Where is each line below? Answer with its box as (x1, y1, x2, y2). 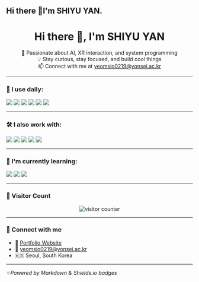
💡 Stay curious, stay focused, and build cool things (37, 56, 162, 63)
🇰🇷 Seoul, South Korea (14, 252, 73, 259)
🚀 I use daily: (6, 85, 44, 94)
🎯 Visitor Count (6, 192, 51, 200)
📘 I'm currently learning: (6, 157, 78, 165)
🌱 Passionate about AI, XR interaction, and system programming (21, 49, 178, 56)
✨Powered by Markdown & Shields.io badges (6, 269, 117, 276)
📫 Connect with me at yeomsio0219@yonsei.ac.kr (37, 63, 162, 70)
